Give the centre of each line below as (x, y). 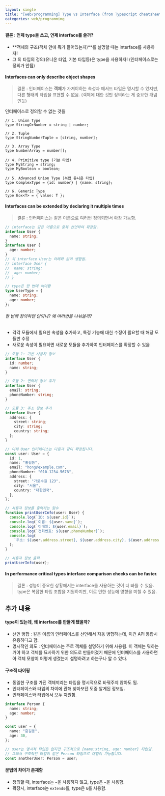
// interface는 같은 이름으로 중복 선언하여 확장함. (52, 227)
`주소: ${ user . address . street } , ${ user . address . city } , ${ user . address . (88, 540)
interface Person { (25, 704)
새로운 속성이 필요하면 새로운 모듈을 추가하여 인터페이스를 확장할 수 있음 (81, 345)
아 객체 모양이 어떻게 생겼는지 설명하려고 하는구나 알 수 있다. (70, 658)
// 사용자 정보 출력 (23, 558)
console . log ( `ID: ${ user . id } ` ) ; (43, 517)
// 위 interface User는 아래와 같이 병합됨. (46, 259)
